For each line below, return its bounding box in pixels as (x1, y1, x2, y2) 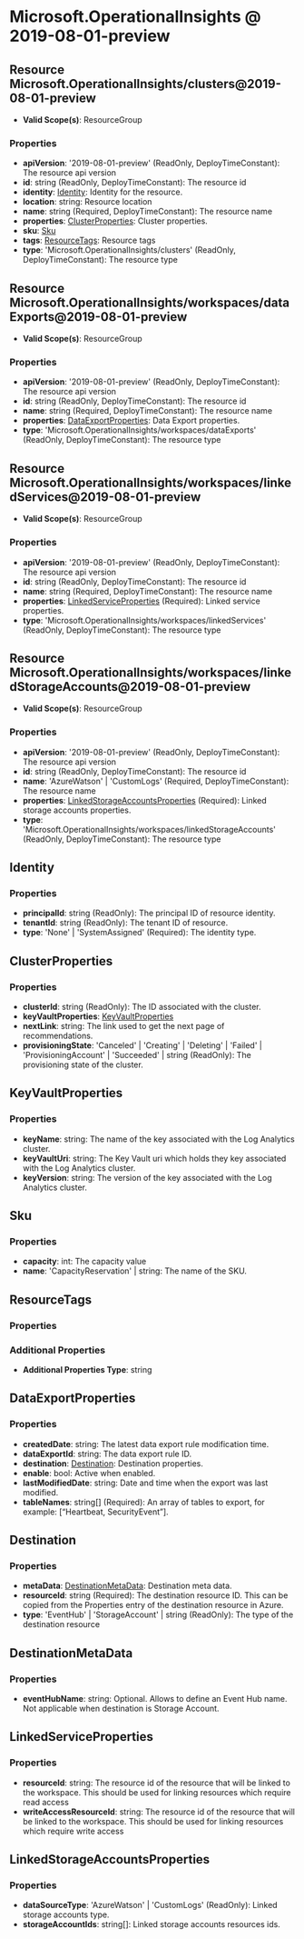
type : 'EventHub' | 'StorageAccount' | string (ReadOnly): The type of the (22, 1609, 294, 1620)
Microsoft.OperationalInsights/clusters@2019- (9, 75, 281, 92)
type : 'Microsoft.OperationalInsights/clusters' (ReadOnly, (22, 245, 236, 255)
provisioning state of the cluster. (22, 1059, 143, 1070)
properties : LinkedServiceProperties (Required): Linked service (22, 595, 260, 606)
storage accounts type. (22, 1909, 110, 1920)
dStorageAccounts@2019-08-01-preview (9, 679, 251, 695)
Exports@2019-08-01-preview (9, 309, 188, 325)
